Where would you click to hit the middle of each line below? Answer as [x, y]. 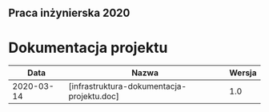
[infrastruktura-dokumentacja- [127, 86]
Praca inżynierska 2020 [69, 13]
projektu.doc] [94, 97]
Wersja [243, 73]
